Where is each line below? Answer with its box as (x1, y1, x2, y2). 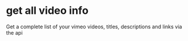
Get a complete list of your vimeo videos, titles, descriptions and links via (6, 23, 183, 30)
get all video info (6, 4, 89, 17)
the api (6, 29, 23, 36)
